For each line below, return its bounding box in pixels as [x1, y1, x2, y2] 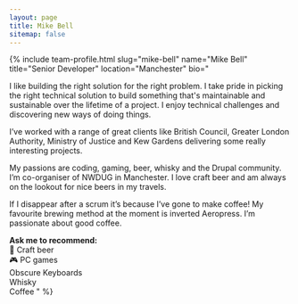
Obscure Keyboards [9, 267, 83, 278]
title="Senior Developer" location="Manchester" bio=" [9, 63, 210, 74]
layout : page [9, 12, 58, 22]
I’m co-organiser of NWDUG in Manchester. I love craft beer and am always [9, 172, 287, 183]
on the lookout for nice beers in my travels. [9, 182, 167, 193]
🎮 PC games [9, 255, 58, 266]
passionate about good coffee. [9, 218, 122, 228]
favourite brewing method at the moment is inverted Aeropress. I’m [9, 209, 256, 219]
